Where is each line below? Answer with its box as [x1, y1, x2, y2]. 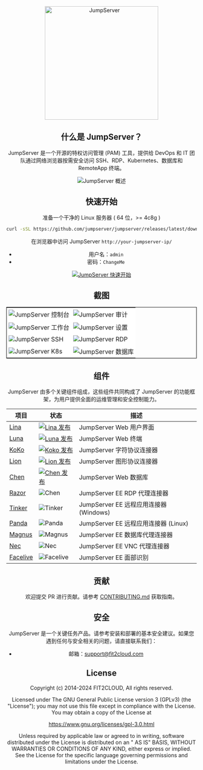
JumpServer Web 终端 [79, 435, 143, 443]
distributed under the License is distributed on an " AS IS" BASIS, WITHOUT [7, 739, 196, 746]
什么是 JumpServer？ [60, 132, 143, 142]
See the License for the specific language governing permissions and [14, 751, 188, 758]
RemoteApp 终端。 [78, 164, 125, 171]
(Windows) [79, 508, 111, 517]
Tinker [9, 504, 28, 512]
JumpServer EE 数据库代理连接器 [79, 531, 173, 539]
